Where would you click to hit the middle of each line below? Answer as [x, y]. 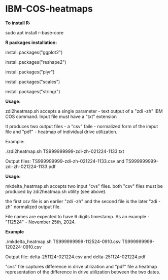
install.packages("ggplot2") [34, 52]
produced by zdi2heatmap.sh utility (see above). [56, 191]
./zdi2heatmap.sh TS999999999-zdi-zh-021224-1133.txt [65, 151]
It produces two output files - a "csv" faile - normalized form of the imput [82, 126]
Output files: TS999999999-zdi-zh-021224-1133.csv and [65, 161]
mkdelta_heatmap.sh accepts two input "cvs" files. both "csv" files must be [84, 186]
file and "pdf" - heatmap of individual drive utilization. [61, 132]
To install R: [18, 23]
